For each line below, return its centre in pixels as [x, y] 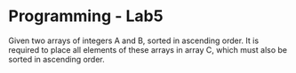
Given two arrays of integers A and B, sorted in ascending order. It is [134, 40]
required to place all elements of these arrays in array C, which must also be [148, 49]
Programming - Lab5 [86, 16]
